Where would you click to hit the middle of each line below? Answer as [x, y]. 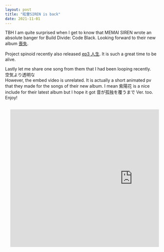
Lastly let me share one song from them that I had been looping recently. [78, 69]
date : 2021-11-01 [23, 19]
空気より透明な [20, 75]
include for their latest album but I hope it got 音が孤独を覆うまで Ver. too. [79, 92]
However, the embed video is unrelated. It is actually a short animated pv [78, 80]
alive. [10, 60]
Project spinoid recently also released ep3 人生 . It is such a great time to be [81, 54]
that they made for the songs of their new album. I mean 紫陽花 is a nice [77, 86]
